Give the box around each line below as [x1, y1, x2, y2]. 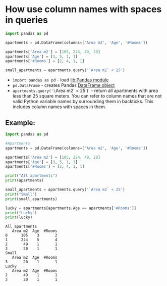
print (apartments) [5, 178, 44, 183]
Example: [5, 118, 35, 127]
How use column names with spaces [5, 4, 162, 15]
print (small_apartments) [5, 196, 58, 202]
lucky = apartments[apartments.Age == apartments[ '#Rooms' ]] [5, 206, 137, 211]
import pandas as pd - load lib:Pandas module [12, 77, 109, 83]
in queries [5, 14, 48, 26]
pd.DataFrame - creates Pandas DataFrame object [12, 82, 115, 88]
